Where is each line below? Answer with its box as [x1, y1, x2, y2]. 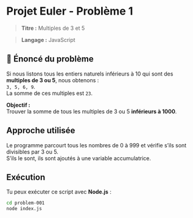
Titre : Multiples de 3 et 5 [21, 24, 85, 32]
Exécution [6, 172, 46, 182]
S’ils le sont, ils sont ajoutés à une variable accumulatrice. [6, 154, 151, 162]
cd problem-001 [6, 200, 45, 206]
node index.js [6, 206, 43, 212]
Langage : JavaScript [21, 36, 75, 43]
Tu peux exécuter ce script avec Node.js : [6, 188, 111, 195]
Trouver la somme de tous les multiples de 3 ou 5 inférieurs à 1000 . [6, 108, 177, 115]
